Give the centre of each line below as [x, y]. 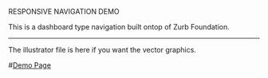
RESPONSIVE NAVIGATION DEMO [64, 12]
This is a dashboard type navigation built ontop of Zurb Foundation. [119, 27]
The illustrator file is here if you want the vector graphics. [102, 50]
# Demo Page [30, 65]
